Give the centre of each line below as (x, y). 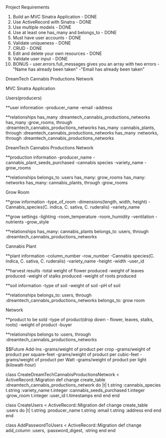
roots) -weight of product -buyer (39, 325)
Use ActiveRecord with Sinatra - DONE (52, 22)
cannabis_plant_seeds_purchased (40, 162)
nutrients (15, 222)
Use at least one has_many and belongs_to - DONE (65, 32)
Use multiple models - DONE (42, 27)
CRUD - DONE (27, 48)
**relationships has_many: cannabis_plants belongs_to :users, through (77, 231)
